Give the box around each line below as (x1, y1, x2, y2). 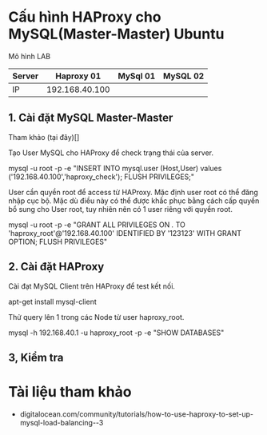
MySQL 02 (162, 70, 205, 82)
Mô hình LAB (8, 51, 50, 61)
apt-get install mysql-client (8, 297, 98, 306)
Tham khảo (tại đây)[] (8, 132, 80, 142)
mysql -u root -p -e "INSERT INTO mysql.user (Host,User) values (8, 163, 222, 173)
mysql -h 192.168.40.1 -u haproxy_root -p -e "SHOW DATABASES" (8, 328, 225, 337)
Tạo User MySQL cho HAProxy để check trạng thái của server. (8, 148, 214, 158)
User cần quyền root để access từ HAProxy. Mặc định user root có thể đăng (8, 187, 258, 197)
